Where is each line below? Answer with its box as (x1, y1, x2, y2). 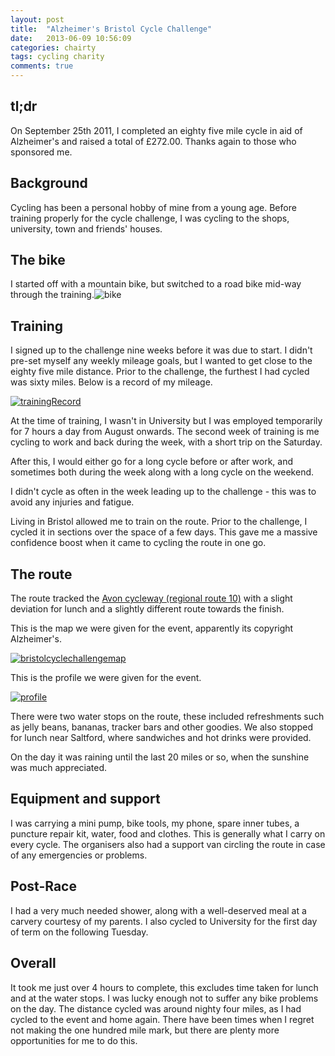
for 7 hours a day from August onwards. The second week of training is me (10, 426, 320, 438)
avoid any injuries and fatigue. (10, 496, 135, 508)
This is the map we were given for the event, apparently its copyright (10, 622, 294, 635)
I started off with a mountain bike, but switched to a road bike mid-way (10, 278, 302, 290)
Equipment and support (10, 791, 161, 808)
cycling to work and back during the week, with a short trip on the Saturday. (10, 436, 323, 448)
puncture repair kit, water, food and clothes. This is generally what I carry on (10, 827, 326, 840)
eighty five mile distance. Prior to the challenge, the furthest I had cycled (10, 366, 310, 378)
